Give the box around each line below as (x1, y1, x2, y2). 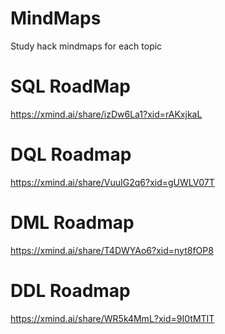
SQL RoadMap (10, 75, 131, 98)
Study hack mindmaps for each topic (10, 40, 163, 52)
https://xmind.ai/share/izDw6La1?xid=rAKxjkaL (10, 108, 203, 120)
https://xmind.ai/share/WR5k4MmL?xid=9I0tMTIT (10, 312, 215, 324)
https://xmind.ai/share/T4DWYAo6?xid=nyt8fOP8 (10, 244, 214, 256)
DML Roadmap (10, 212, 135, 234)
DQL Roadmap (10, 143, 132, 166)
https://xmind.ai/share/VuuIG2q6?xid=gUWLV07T (10, 176, 215, 188)
